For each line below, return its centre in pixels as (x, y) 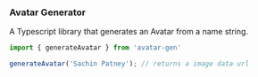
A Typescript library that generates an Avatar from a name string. (129, 32)
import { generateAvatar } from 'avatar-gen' (95, 48)
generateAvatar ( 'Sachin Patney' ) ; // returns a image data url (129, 64)
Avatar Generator (48, 12)
